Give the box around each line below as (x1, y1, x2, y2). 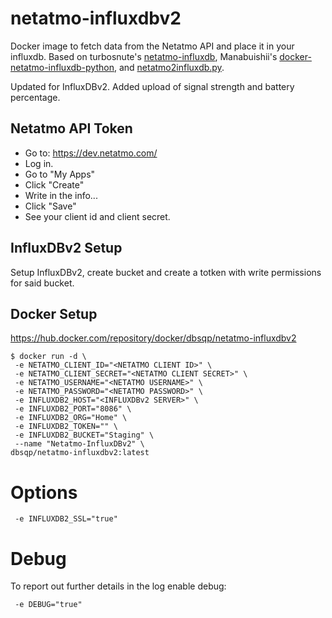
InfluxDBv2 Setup (10, 240, 123, 257)
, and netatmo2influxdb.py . (113, 61, 225, 73)
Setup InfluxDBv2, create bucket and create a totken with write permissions (10, 266, 322, 278)
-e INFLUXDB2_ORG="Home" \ (14, 413, 128, 423)
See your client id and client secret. (24, 210, 171, 222)
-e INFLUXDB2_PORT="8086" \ (14, 404, 132, 414)
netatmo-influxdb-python (10, 61, 115, 73)
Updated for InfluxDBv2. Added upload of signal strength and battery (10, 80, 295, 92)
